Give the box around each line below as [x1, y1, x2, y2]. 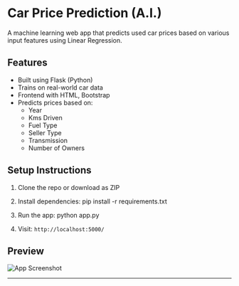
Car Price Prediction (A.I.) [7, 5, 162, 21]
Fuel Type [28, 121, 58, 129]
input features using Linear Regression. [7, 36, 122, 44]
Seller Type [28, 128, 62, 137]
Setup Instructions [7, 164, 92, 176]
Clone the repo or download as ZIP [17, 183, 120, 191]
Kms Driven [28, 113, 63, 122]
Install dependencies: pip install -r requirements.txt [17, 197, 167, 206]
